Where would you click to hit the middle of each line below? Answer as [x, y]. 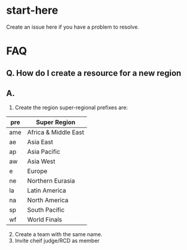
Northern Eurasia [51, 181]
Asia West [41, 162]
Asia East [40, 142]
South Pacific [46, 210]
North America [48, 200]
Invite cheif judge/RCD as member [57, 241]
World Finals [45, 220]
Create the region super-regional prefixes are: [71, 107]
